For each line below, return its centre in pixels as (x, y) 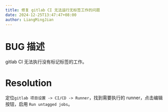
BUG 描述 (25, 46)
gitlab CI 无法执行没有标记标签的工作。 (46, 62)
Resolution (29, 83)
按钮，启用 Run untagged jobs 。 (39, 104)
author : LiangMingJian (29, 20)
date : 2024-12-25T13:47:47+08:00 (41, 15)
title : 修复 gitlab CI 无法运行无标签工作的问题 (53, 10)
